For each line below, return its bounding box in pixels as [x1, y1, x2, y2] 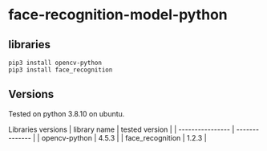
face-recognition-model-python [8, 6, 228, 24]
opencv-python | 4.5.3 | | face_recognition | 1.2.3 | [41, 133, 207, 142]
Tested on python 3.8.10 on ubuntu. [8, 108, 125, 118]
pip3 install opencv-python [8, 59, 103, 67]
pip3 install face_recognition [8, 66, 113, 74]
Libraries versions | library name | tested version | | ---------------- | [8, 124, 235, 134]
